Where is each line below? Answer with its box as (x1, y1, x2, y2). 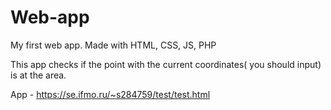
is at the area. (10, 69, 67, 81)
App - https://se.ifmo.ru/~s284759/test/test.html (10, 88, 211, 100)
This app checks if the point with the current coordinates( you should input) (10, 58, 322, 70)
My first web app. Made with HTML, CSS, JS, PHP (10, 39, 217, 51)
